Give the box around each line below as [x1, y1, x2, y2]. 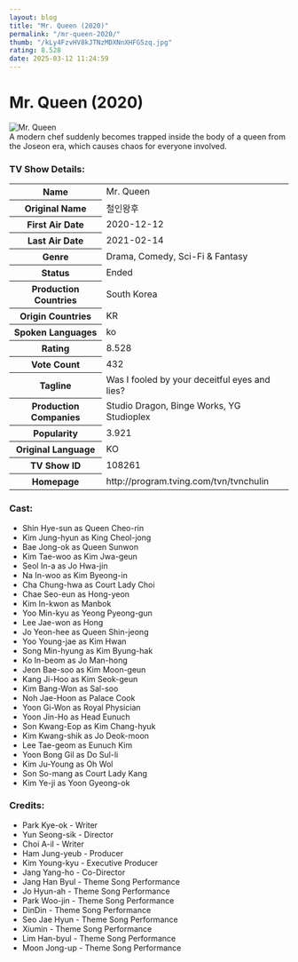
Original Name [24, 202, 87, 214]
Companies [30, 411, 81, 424]
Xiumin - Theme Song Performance [21, 923, 153, 934]
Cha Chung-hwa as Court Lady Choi [21, 579, 155, 590]
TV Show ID [29, 459, 82, 472]
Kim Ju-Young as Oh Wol [21, 759, 114, 769]
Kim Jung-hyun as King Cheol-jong [21, 532, 152, 543]
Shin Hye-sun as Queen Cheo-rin [21, 522, 145, 533]
